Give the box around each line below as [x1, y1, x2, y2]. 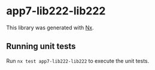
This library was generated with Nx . [6, 24, 94, 31]
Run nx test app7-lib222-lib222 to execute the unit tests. [6, 57, 150, 64]
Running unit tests [6, 41, 76, 51]
